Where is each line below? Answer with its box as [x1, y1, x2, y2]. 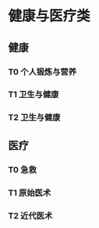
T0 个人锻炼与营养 [8, 66, 76, 77]
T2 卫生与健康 [8, 112, 61, 123]
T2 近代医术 [8, 210, 53, 221]
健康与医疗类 [8, 7, 91, 25]
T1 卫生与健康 [8, 89, 59, 100]
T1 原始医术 [8, 187, 51, 198]
